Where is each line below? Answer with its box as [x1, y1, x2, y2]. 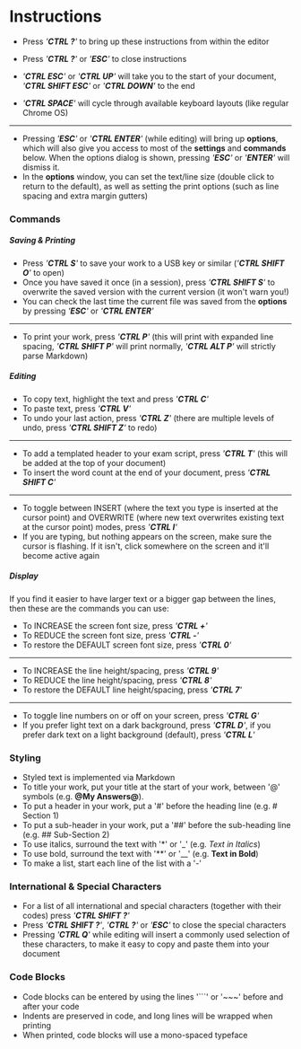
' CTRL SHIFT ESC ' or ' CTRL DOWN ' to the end [21, 80, 195, 91]
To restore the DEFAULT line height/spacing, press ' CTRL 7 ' [21, 684, 243, 695]
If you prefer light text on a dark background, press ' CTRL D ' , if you [21, 719, 271, 730]
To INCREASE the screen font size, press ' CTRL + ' [21, 620, 208, 630]
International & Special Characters [9, 880, 162, 893]
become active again [21, 550, 100, 560]
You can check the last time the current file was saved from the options [21, 295, 288, 306]
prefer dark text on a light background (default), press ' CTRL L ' [21, 729, 255, 740]
